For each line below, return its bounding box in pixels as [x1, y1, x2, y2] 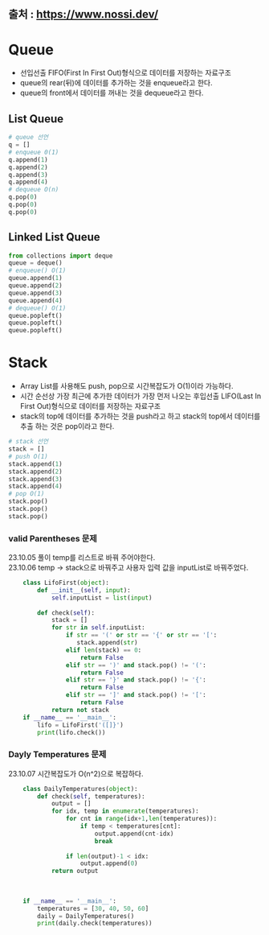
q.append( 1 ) [8, 155, 48, 163]
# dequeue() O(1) [8, 304, 67, 312]
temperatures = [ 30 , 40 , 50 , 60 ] [37, 904, 149, 912]
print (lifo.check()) [37, 728, 106, 736]
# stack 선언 [8, 438, 49, 446]
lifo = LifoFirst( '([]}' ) [37, 721, 124, 729]
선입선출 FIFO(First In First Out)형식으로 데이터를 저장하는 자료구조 [19, 68, 231, 78]
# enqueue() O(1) [8, 266, 67, 275]
